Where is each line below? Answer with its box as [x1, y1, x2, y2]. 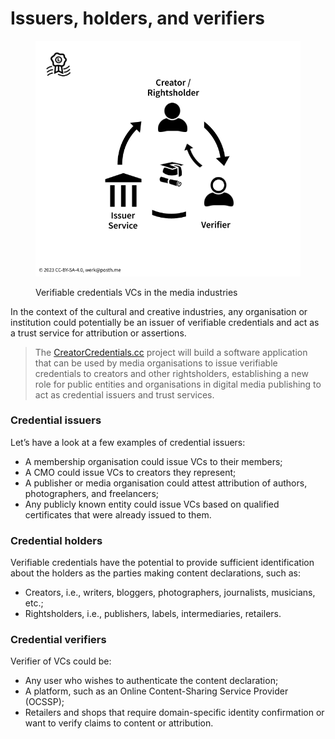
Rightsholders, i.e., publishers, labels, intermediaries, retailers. [24, 608, 282, 620]
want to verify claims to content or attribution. [24, 717, 214, 729]
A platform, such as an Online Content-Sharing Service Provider [24, 685, 289, 697]
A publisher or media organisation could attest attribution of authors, [24, 477, 308, 489]
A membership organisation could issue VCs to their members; [24, 455, 283, 467]
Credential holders [10, 533, 103, 547]
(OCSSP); [24, 696, 65, 708]
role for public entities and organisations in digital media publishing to [34, 378, 322, 390]
